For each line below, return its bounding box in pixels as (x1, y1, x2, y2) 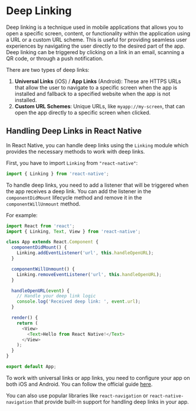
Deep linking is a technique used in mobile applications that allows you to (6, 24, 184, 31)
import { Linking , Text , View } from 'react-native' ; (6, 228, 141, 234)
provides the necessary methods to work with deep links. (6, 148, 145, 155)
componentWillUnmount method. (6, 200, 81, 207)
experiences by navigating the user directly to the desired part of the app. (6, 42, 185, 49)
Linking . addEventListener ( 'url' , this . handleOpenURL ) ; (16, 250, 154, 256)
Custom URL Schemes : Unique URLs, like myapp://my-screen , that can (14, 102, 185, 110)
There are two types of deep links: (6, 66, 89, 73)
